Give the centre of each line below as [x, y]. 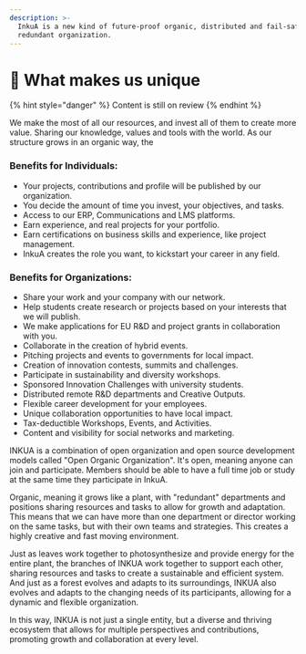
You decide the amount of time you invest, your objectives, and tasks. [153, 205]
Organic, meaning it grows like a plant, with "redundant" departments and [148, 497]
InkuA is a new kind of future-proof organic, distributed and [140, 26]
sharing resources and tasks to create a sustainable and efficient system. [147, 573]
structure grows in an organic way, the [82, 142]
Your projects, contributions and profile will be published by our [142, 186]
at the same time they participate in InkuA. [89, 479]
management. [49, 244]
